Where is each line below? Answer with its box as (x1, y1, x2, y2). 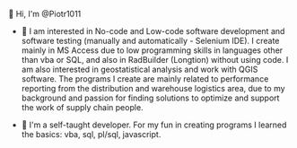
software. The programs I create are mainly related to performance (21, 74, 269, 84)
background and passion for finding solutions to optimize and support (21, 92, 280, 103)
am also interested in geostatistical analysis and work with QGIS (21, 64, 258, 74)
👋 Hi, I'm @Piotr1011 (8, 9, 82, 19)
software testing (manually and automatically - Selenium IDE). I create (21, 36, 280, 46)
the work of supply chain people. (21, 102, 144, 112)
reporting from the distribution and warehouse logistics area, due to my (21, 83, 285, 93)
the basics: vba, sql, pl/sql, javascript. (21, 129, 162, 139)
